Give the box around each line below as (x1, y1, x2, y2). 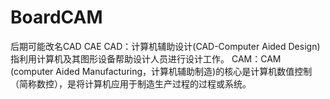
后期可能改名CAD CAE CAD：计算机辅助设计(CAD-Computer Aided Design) (10, 40, 321, 52)
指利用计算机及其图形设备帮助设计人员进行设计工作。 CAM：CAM (10, 52, 282, 65)
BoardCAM (10, 6, 103, 29)
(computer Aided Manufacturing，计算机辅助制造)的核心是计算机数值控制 (10, 65, 313, 77)
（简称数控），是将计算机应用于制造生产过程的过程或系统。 (10, 77, 252, 90)
